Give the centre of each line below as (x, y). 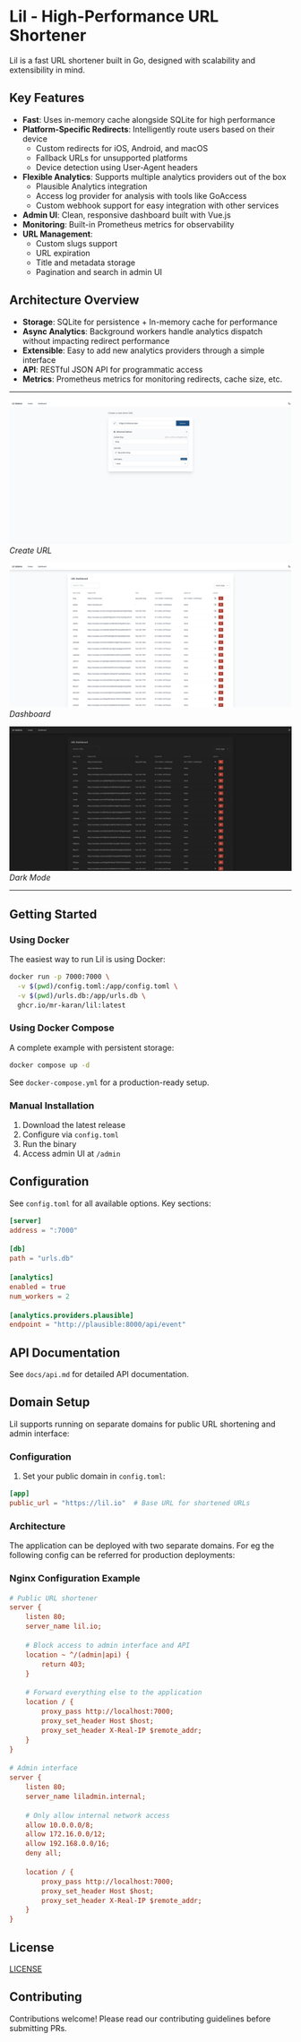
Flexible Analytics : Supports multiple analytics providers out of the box (154, 177)
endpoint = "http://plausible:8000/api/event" (98, 1325)
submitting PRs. (38, 2028)
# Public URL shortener (54, 1598)
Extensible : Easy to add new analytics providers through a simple (143, 350)
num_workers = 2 (39, 1297)
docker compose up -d (50, 1065)
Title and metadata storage (86, 263)
